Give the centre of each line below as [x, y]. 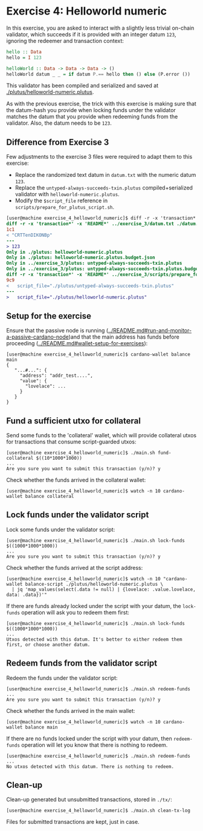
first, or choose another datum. [48, 644]
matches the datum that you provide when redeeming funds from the [92, 117]
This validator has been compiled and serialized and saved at [82, 85]
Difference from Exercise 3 [58, 142]
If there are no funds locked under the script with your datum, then [89, 738]
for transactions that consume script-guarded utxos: [72, 442]
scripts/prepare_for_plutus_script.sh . [65, 207]
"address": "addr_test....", [56, 376]
